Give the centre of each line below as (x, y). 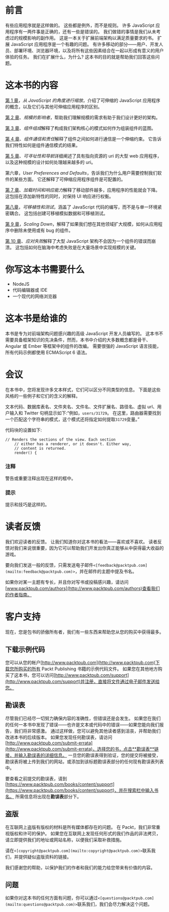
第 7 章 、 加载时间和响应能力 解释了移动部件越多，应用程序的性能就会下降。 (82, 190)
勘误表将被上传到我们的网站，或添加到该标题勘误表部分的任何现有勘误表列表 (84, 761)
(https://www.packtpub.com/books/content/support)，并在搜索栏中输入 (80, 790)
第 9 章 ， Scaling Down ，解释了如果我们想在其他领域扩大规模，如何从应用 (82, 224)
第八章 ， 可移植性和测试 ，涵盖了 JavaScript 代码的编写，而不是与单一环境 (81, 207)
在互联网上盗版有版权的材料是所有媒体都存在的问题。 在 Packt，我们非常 (80, 827)
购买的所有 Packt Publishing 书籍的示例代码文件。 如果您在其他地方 (88, 669)
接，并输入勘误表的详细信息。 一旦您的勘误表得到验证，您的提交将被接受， (83, 755)
